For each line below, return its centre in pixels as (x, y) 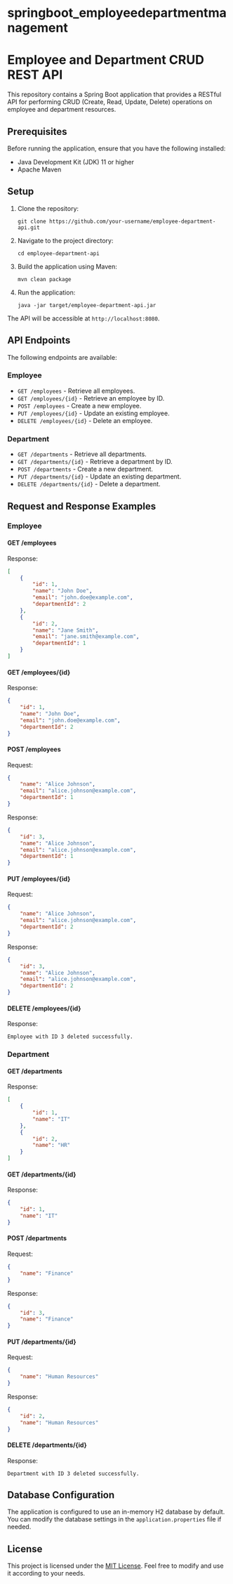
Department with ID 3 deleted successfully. (73, 1474)
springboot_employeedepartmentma (117, 13)
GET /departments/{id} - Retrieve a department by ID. (95, 462)
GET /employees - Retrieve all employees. (76, 391)
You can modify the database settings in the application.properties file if (114, 1519)
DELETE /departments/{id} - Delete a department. (89, 484)
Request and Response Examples (82, 506)
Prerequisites (37, 131)
